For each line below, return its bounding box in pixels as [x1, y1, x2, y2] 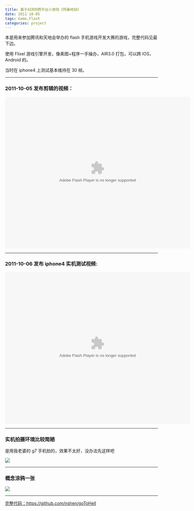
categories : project [5, 20, 47, 26]
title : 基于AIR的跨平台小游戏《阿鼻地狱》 [5, 7, 81, 12]
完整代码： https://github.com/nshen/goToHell [5, 500, 96, 506]
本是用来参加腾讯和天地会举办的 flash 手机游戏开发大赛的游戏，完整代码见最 [5, 34, 158, 40]
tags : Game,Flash [5, 16, 40, 21]
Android [5, 57, 21, 63]
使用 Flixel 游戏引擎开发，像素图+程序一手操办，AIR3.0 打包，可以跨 [5, 51, 142, 57]
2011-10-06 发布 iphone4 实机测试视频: [5, 261, 98, 267]
